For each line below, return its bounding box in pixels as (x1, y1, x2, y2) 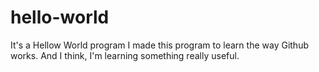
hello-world (10, 6, 110, 29)
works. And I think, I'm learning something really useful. (10, 49, 240, 61)
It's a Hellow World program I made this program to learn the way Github (10, 39, 309, 51)
